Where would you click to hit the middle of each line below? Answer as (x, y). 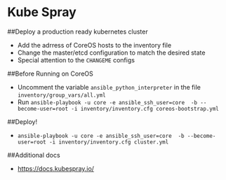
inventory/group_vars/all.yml (62, 95)
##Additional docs (34, 155)
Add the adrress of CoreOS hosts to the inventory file (94, 45)
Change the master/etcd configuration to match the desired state (111, 53)
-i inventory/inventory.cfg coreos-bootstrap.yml (145, 109)
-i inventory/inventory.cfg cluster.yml (109, 142)
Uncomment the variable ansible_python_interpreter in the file (109, 87)
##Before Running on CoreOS (50, 74)
